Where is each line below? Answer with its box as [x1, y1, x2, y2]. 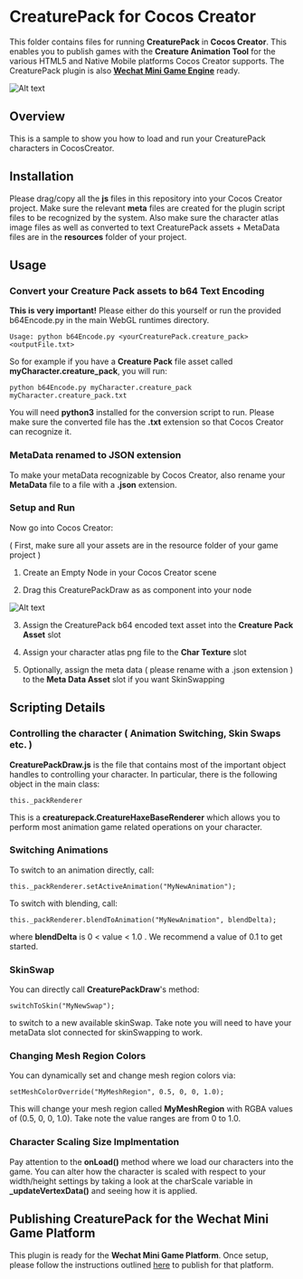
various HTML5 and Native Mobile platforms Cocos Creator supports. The [9, 55, 285, 66]
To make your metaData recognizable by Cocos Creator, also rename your [9, 469, 286, 481]
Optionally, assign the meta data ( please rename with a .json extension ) [22, 663, 294, 675]
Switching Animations [9, 844, 109, 856]
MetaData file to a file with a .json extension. [9, 479, 178, 490]
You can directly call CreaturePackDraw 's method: [9, 984, 200, 995]
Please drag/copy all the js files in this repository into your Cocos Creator [9, 193, 283, 204]
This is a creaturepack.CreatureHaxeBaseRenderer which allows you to [9, 812, 280, 823]
